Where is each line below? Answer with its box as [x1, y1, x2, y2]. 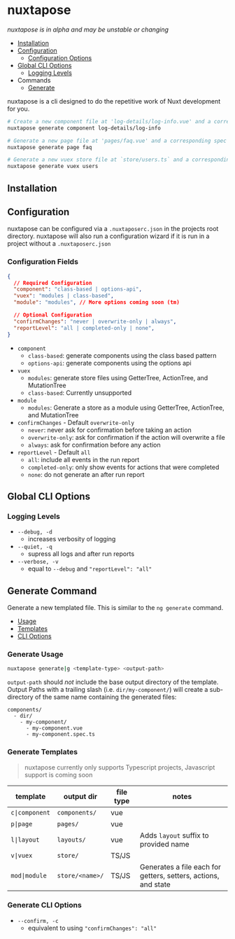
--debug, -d [17, 529, 52, 536]
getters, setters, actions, [139, 870, 220, 880]
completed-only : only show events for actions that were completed [27, 463, 220, 471]
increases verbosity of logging [27, 535, 116, 543]
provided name [139, 839, 190, 849]
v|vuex [10, 851, 33, 859]
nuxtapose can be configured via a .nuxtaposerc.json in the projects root [7, 225, 219, 233]
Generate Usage [7, 649, 64, 659]
